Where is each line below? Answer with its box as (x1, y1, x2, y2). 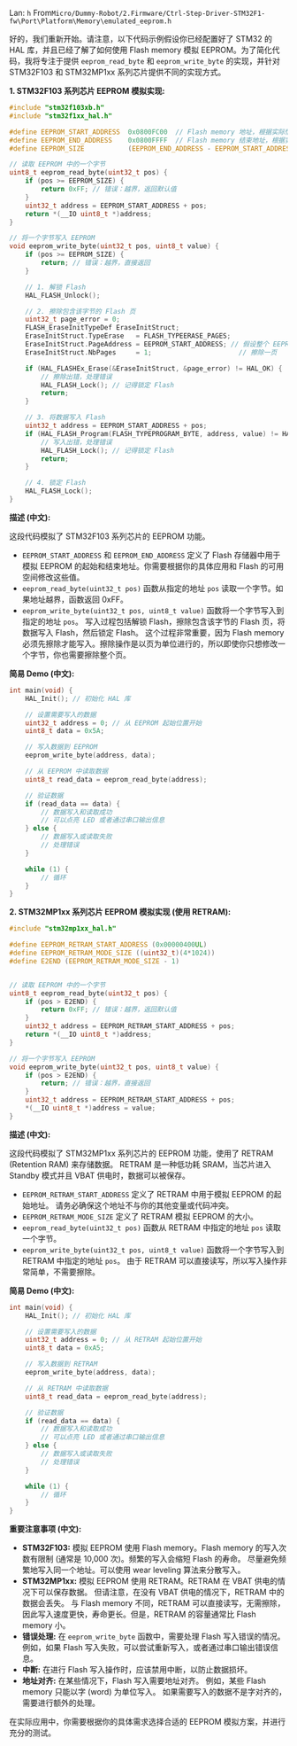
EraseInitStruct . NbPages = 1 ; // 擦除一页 (25, 347, 278, 357)
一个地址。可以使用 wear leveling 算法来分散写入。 (60, 1564, 246, 1576)
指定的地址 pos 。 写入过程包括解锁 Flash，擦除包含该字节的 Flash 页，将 (21, 616, 286, 627)
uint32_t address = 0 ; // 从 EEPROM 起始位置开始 (25, 718, 202, 728)
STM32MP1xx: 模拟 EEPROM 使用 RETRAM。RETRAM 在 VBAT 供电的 (21, 1576, 278, 1586)
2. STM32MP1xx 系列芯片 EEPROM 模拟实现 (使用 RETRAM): (9, 907, 232, 917)
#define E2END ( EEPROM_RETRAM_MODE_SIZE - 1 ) (9, 956, 179, 965)
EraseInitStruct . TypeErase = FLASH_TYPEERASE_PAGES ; (25, 331, 232, 340)
